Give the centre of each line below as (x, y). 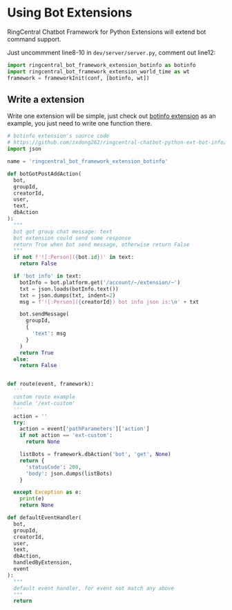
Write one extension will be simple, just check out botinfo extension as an (112, 116)
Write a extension (46, 99)
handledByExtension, (43, 563)
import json (24, 149)
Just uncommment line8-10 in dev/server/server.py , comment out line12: (112, 52)
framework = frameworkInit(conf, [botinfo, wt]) (78, 78)
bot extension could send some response (72, 238)
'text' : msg (49, 333)
